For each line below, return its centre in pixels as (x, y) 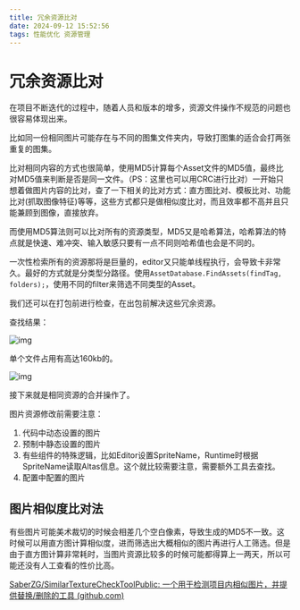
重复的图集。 (33, 149)
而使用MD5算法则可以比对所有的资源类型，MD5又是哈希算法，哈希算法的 (144, 232)
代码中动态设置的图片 (61, 433)
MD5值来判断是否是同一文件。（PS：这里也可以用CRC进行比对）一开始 (146, 179)
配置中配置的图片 (54, 478)
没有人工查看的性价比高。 (71, 565)
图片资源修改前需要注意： (56, 414)
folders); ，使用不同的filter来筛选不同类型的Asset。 (105, 284)
